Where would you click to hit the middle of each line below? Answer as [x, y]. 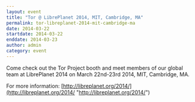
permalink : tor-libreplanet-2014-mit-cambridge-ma [71, 23]
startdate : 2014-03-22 [34, 34]
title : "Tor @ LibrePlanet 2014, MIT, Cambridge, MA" [75, 17]
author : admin [24, 46]
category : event [26, 51]
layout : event [24, 12]
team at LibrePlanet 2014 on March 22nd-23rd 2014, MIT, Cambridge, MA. [98, 74]
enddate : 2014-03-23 [32, 40]
